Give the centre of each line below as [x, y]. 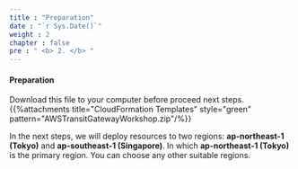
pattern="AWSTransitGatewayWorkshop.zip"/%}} [101, 119]
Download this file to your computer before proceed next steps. [127, 100]
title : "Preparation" [52, 18]
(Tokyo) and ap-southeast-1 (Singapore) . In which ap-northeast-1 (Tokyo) [149, 146]
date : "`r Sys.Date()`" [56, 26]
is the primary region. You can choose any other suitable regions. [130, 156]
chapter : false [39, 43]
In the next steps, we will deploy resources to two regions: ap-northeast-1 [147, 137]
